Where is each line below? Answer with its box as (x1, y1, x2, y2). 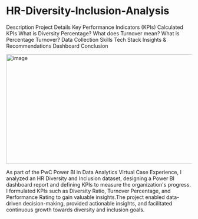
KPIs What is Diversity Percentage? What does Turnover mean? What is (6, 29, 180, 36)
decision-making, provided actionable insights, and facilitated (22, 200, 173, 207)
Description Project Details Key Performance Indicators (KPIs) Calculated (6, 24, 184, 31)
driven (6, 200, 22, 207)
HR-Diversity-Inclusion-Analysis (6, 4, 170, 18)
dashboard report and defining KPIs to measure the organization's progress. (6, 181, 192, 188)
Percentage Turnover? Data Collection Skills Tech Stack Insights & (6, 36, 167, 43)
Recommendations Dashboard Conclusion (6, 42, 108, 49)
